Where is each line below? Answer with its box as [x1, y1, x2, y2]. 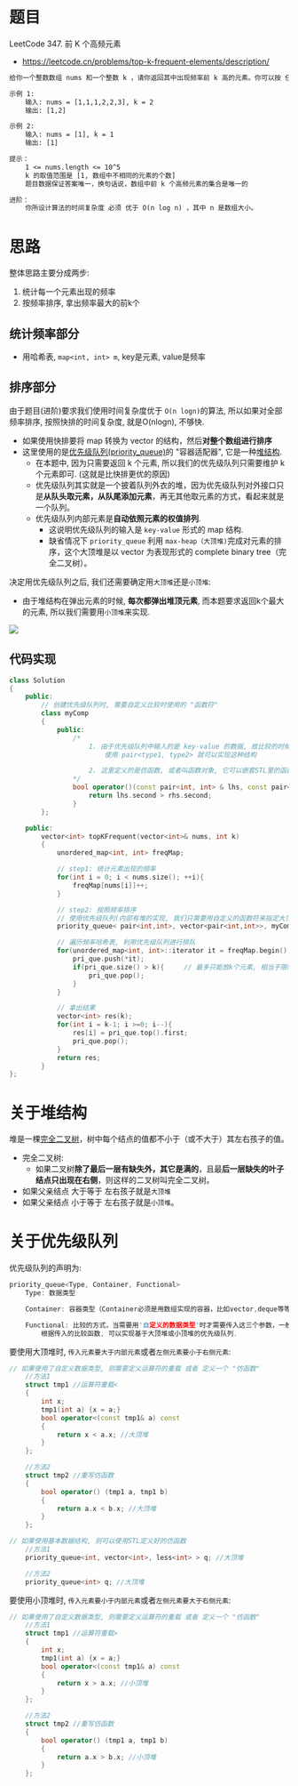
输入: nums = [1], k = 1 [25, 130, 114, 140]
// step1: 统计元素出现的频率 [56, 865, 157, 873]
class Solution [9, 676, 66, 685]
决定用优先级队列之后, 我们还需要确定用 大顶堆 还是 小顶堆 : [9, 576, 211, 587]
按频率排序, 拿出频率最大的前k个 [21, 298, 140, 309]
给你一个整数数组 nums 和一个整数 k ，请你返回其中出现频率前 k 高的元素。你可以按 [9, 73, 282, 82]
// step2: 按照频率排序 [56, 905, 137, 914]
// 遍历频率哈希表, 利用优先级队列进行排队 [56, 938, 196, 947]
